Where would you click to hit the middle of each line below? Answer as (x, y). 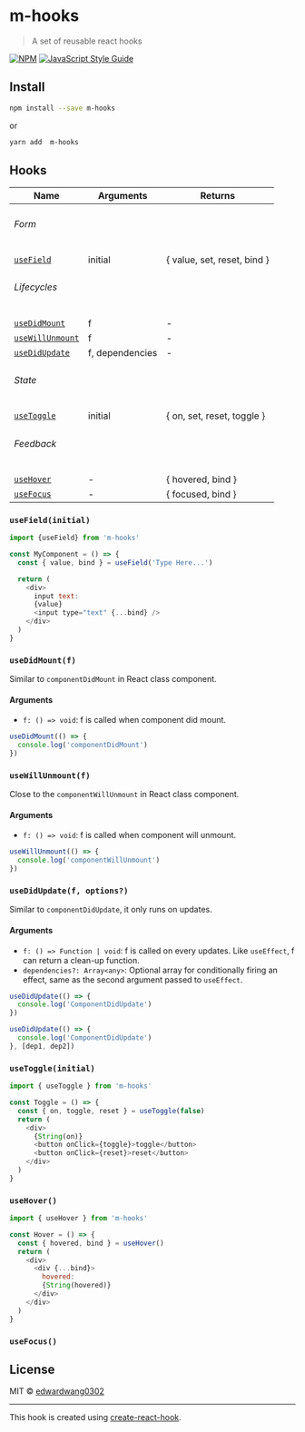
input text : (56, 596)
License (32, 1369)
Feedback (35, 443)
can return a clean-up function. (81, 960)
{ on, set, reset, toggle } (216, 416)
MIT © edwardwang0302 (57, 1391)
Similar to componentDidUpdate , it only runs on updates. (111, 910)
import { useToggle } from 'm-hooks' (81, 1086)
